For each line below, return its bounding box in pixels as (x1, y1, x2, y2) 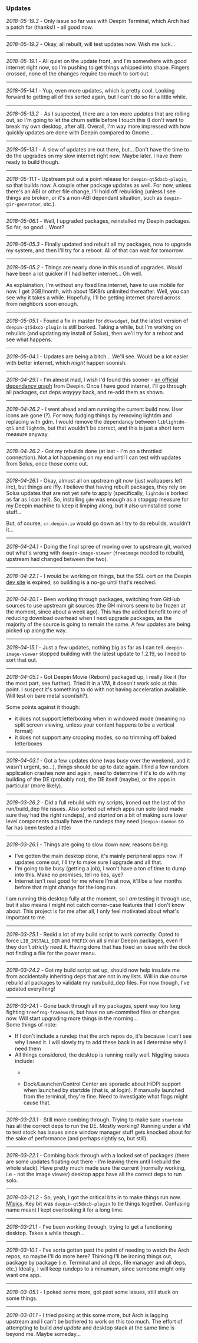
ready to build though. (6, 159, 60, 166)
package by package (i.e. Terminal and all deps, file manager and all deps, (6, 1259, 187, 1266)
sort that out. (6, 656, 38, 664)
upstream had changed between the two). (6, 556, 108, 563)
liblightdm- (157, 420, 187, 425)
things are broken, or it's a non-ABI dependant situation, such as (6, 194, 163, 202)
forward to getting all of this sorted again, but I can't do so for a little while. (6, 93, 187, 101)
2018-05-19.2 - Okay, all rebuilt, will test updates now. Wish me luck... (6, 41, 176, 48)
